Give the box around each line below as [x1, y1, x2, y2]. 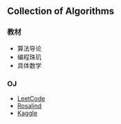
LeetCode [16, 94, 45, 102]
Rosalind [16, 101, 42, 110]
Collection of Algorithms [7, 5, 115, 17]
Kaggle [16, 109, 38, 117]
